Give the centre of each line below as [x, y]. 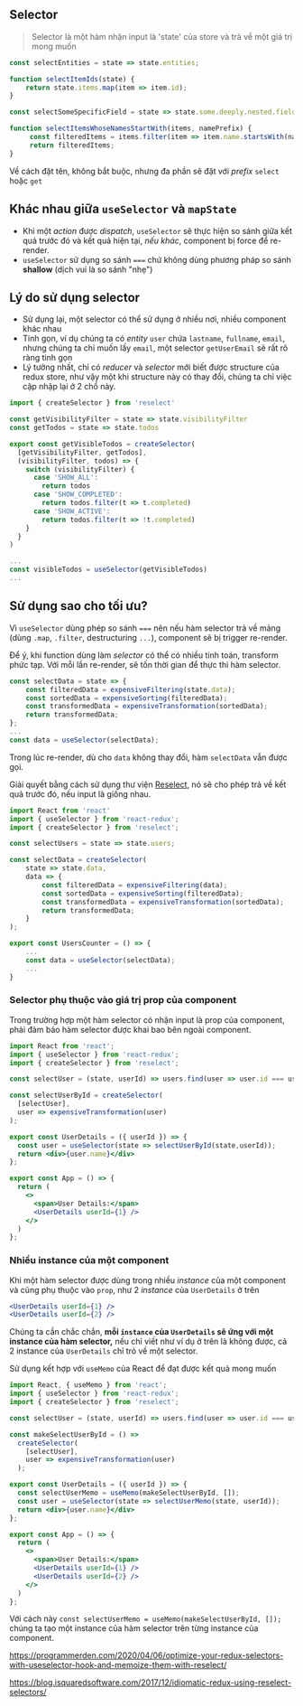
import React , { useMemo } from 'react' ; [88, 1385]
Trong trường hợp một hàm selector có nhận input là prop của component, [147, 1019]
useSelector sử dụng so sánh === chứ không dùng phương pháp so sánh [156, 259]
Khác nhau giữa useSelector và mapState [123, 209]
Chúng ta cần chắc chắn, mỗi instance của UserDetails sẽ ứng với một [142, 1332]
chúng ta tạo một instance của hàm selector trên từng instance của [134, 1628]
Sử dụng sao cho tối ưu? [78, 606]
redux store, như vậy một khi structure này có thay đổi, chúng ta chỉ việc [157, 377]
